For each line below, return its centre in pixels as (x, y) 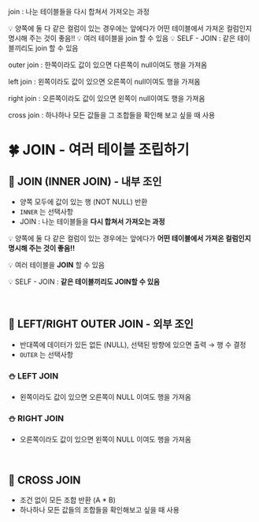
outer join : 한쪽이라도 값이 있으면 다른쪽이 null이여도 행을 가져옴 (108, 65)
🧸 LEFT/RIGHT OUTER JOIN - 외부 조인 (101, 324)
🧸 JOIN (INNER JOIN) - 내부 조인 (85, 181)
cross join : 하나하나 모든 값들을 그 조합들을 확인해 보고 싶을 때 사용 (112, 115)
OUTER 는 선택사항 (46, 354)
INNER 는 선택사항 (46, 212)
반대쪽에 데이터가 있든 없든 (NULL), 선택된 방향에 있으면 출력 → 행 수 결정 (133, 345)
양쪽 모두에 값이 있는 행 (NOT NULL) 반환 (83, 202)
